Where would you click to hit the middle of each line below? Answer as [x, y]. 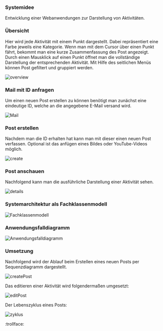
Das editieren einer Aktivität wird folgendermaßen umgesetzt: [67, 286]
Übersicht [17, 31]
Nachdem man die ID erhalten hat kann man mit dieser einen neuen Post [78, 138]
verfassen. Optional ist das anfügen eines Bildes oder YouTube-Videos [76, 144]
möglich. [14, 149]
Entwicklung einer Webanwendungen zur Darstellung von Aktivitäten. [75, 18]
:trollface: [15, 324]
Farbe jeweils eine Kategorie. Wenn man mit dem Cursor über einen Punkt [80, 47]
